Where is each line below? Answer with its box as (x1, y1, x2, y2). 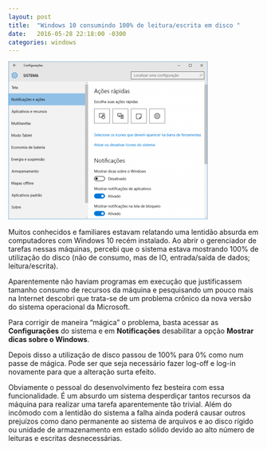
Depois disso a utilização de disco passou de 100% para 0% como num (8, 350, 244, 360)
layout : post (8, 13, 52, 21)
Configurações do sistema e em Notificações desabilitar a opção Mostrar (8, 326, 254, 336)
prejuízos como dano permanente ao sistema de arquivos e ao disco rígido (8, 416, 253, 427)
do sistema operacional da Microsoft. (8, 302, 131, 312)
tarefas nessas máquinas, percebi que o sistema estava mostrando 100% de (8, 244, 259, 254)
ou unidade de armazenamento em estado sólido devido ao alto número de (8, 425, 255, 435)
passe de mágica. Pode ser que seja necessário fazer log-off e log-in (8, 359, 237, 368)
